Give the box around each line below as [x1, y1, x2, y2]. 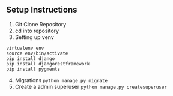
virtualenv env [6, 45, 44, 51]
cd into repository [14, 27, 59, 34]
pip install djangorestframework [6, 61, 90, 67]
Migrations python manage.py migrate [14, 76, 108, 83]
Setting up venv [14, 33, 54, 41]
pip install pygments [6, 66, 61, 72]
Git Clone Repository [14, 20, 67, 28]
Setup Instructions [6, 5, 77, 15]
